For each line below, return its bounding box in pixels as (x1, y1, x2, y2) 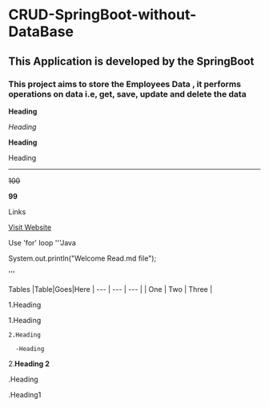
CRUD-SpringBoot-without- (8, 6, 197, 24)
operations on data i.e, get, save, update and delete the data (8, 88, 247, 99)
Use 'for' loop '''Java (8, 237, 76, 247)
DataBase (8, 22, 74, 41)
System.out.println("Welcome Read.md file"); (8, 253, 157, 263)
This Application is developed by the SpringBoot (8, 54, 255, 68)
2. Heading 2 (8, 358, 50, 369)
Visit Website (8, 222, 52, 232)
